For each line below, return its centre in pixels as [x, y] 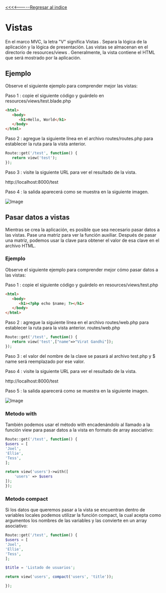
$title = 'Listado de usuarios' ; [40, 568]
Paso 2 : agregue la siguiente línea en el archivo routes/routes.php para [79, 139]
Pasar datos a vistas [37, 217]
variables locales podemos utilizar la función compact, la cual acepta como [83, 515]
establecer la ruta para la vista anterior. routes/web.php [63, 328]
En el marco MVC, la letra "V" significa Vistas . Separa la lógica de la [76, 41]
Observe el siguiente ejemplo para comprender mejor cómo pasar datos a [82, 269]
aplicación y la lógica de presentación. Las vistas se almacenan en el [77, 47]
